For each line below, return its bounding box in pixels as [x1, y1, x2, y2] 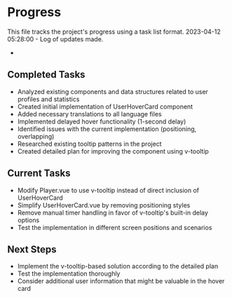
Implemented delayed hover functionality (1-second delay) [17, 117, 186, 126]
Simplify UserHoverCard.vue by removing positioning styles [17, 201, 191, 209]
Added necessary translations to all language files [17, 109, 163, 118]
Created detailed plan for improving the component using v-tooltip [17, 147, 209, 155]
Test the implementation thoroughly [17, 269, 121, 278]
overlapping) [17, 132, 55, 140]
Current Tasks [7, 168, 71, 180]
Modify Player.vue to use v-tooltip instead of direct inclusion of [17, 186, 200, 194]
